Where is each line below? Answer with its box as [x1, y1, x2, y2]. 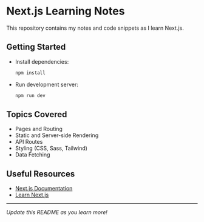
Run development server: [15, 81, 79, 88]
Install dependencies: [15, 58, 69, 65]
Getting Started [6, 42, 66, 52]
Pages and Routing [15, 126, 63, 133]
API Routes [15, 138, 43, 146]
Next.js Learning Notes [6, 4, 125, 18]
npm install [15, 70, 46, 76]
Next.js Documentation [15, 185, 73, 192]
